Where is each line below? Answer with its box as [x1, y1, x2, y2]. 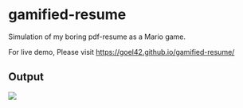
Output [8, 70, 44, 84]
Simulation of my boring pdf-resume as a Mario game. [8, 32, 186, 41]
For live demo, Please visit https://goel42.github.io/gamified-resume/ [8, 47, 235, 56]
